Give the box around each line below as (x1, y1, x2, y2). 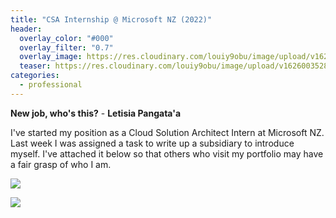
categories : (10, 71, 60, 81)
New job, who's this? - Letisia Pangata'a (10, 107, 182, 119)
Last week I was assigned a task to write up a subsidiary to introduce (10, 137, 295, 149)
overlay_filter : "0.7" (19, 42, 114, 53)
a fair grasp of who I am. (10, 158, 112, 170)
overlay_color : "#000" (19, 33, 114, 43)
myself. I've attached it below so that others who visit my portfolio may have (10, 147, 324, 160)
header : (10, 24, 43, 34)
